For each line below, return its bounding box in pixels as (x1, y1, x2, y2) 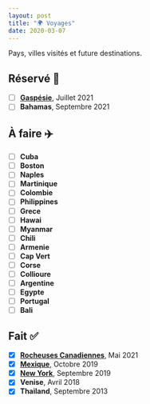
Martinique (19, 179, 58, 189)
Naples (19, 170, 45, 180)
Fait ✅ (8, 329, 39, 342)
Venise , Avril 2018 (19, 378, 80, 387)
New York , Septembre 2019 (19, 369, 112, 378)
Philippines (19, 197, 58, 206)
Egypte (19, 287, 45, 297)
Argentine (19, 278, 54, 288)
